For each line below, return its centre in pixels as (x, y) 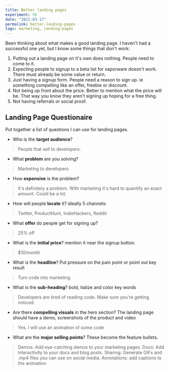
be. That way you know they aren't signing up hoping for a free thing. (85, 96)
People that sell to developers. (49, 149)
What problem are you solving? (45, 159)
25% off (26, 233)
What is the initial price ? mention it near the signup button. (74, 242)
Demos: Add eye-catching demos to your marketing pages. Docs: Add (91, 347)
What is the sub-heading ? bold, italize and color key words (74, 287)
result (18, 268)
